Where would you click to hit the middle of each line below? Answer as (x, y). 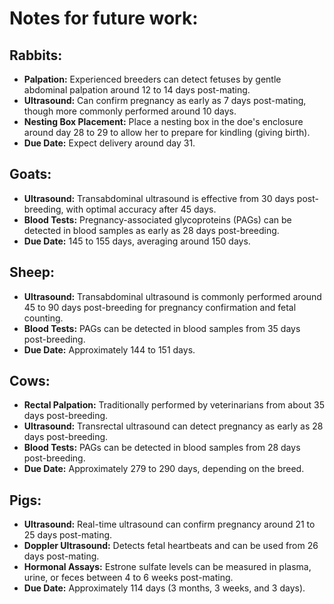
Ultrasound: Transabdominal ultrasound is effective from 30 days (159, 198)
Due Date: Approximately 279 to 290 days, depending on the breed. (164, 469)
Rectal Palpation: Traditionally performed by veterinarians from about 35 (174, 405)
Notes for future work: (104, 18)
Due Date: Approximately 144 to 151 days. (109, 349)
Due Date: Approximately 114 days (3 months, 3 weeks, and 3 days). (164, 588)
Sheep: (32, 272)
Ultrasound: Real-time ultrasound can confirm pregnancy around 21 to (169, 524)
